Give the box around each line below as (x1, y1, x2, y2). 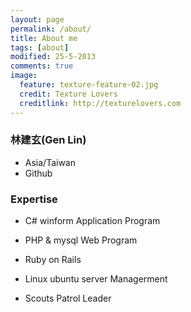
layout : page (10, 14, 65, 25)
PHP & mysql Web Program (24, 234, 138, 246)
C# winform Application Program (24, 215, 161, 227)
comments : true (10, 61, 74, 71)
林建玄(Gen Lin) (10, 133, 87, 147)
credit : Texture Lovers (19, 89, 118, 99)
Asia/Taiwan (24, 156, 76, 168)
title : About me (10, 33, 78, 43)
